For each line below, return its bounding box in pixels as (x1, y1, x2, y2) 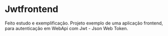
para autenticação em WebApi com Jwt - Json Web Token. (5, 25, 128, 31)
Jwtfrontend (5, 3, 59, 15)
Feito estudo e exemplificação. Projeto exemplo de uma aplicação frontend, (5, 20, 163, 26)
